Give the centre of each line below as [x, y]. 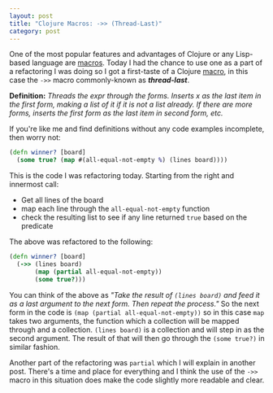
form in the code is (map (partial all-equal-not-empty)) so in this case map [137, 312]
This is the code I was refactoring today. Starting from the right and [122, 176]
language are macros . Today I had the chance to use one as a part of [147, 63]
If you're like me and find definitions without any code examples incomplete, [137, 129]
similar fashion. [35, 347]
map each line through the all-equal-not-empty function [115, 209]
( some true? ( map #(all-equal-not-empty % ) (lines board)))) [122, 160]
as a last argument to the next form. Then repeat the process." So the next [134, 303]
